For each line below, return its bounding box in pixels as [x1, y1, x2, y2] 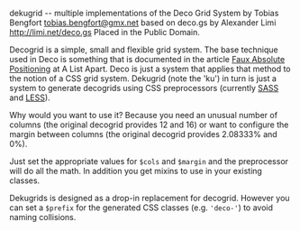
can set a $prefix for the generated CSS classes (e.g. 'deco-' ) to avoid [9, 202, 273, 213]
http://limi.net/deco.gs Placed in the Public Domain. [9, 27, 200, 37]
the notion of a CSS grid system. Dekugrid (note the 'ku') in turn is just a [9, 73, 277, 84]
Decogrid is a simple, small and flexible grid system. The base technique [9, 44, 279, 55]
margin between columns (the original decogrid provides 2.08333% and [9, 129, 277, 139]
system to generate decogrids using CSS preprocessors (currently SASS [9, 83, 279, 93]
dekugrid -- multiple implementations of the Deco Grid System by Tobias [9, 8, 279, 18]
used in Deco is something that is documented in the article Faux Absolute [9, 54, 286, 64]
